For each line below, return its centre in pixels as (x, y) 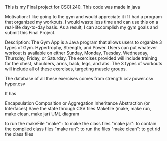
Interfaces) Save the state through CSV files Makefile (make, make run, (78, 108)
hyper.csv (15, 84)
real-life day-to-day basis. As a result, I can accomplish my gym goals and (82, 27)
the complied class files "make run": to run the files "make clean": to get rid (83, 129)
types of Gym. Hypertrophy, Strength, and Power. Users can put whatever (81, 48)
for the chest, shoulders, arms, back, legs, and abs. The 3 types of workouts (84, 64)
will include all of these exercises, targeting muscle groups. (66, 69)
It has (11, 93)
